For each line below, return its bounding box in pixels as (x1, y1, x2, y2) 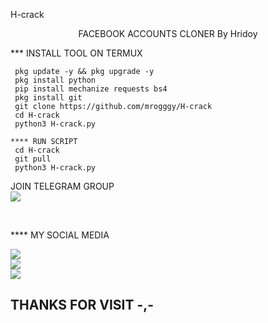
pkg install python (14, 75, 97, 85)
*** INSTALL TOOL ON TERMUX (10, 47, 143, 59)
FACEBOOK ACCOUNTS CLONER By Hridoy (78, 28, 258, 39)
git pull (14, 154, 52, 164)
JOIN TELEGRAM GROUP (10, 180, 115, 192)
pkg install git (14, 93, 83, 103)
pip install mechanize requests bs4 (14, 84, 168, 94)
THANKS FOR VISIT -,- (10, 297, 155, 314)
